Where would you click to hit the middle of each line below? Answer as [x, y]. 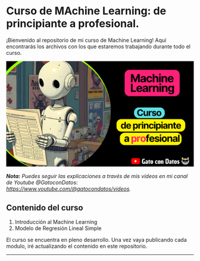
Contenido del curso [45, 208]
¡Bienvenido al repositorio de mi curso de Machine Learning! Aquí [86, 40]
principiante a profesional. [73, 24]
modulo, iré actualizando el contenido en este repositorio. [77, 246]
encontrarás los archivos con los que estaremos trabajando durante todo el [98, 46]
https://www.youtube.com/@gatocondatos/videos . [68, 189]
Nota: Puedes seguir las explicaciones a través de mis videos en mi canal [97, 176]
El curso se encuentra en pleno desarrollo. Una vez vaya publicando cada [97, 240]
